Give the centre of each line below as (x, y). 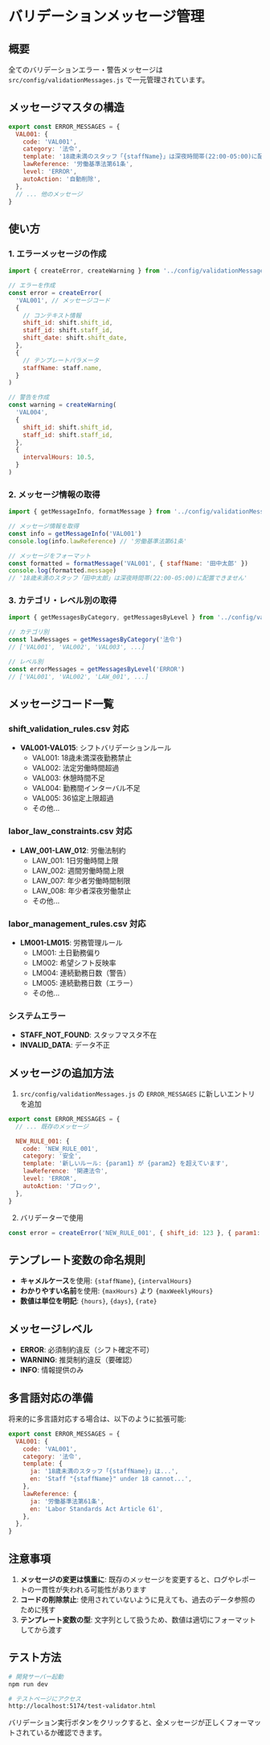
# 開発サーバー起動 (36, 1676)
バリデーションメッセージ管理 (106, 17)
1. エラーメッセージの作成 (57, 253)
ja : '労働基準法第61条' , (67, 1501)
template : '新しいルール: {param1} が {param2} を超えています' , (126, 1164)
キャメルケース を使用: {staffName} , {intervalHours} (106, 1281)
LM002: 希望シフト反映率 (74, 962)
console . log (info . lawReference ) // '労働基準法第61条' (98, 541)
